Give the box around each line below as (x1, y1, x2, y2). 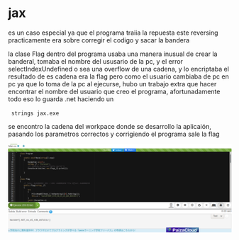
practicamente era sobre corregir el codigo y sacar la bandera (8, 35, 190, 44)
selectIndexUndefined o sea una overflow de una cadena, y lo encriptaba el (8, 64, 230, 73)
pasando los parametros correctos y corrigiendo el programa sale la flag (8, 130, 220, 138)
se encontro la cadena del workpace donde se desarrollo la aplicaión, (8, 122, 211, 130)
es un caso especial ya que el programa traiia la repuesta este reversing (8, 28, 218, 37)
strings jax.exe (11, 110, 60, 117)
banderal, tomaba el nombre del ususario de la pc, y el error (8, 57, 184, 65)
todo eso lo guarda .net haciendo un (8, 94, 114, 103)
